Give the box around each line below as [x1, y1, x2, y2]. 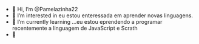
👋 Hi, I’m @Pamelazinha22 [12, 6, 78, 12]
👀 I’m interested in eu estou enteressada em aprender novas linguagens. [12, 12, 193, 19]
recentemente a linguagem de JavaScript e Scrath [12, 24, 138, 32]
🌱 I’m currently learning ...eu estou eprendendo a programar [12, 18, 163, 25]
